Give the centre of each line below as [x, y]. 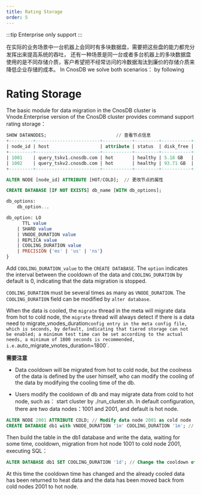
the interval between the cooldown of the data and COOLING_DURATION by [95, 275]
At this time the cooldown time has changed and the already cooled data [96, 473]
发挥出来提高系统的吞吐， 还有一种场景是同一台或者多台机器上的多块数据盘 [99, 54]
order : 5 [17, 17]
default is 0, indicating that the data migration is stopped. [77, 281]
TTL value [34, 223]
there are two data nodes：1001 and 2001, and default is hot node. [97, 409]
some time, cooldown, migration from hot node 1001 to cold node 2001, [94, 443]
